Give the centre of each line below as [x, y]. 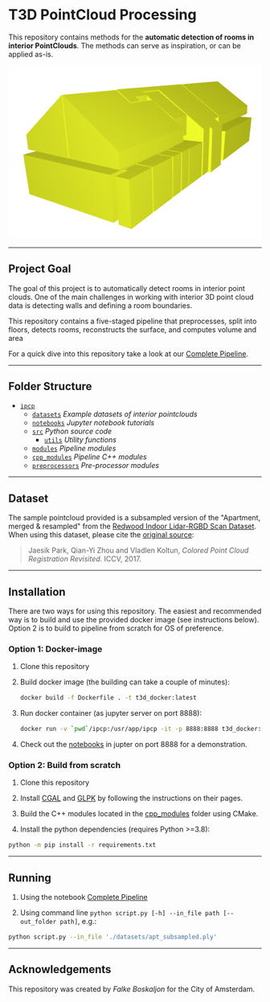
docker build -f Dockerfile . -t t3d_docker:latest [108, 698]
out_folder [38, 922]
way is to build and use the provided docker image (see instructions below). [134, 619]
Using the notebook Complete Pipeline [84, 897]
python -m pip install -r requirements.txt [82, 845]
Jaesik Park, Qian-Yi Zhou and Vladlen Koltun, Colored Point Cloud [138, 550]
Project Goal [40, 269]
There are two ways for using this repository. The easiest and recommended [135, 611]
